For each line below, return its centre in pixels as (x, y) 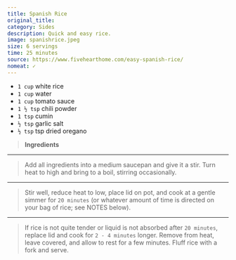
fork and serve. (46, 249)
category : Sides (31, 27)
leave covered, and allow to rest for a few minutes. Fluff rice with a (121, 242)
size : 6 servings (33, 46)
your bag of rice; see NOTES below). (78, 207)
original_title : (31, 20)
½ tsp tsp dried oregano (52, 131)
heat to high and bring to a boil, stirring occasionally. (100, 172)
